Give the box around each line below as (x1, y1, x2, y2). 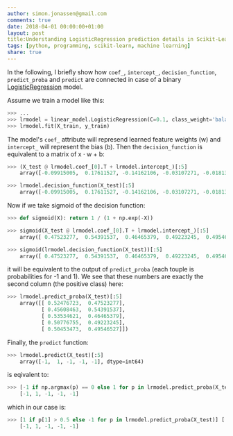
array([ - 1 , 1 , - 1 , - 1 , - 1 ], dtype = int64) (19, 358, 144, 365)
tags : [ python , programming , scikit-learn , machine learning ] (7, 42, 191, 49)
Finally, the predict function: (7, 338, 89, 346)
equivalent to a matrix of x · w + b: (7, 150, 105, 158)
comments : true (7, 17, 51, 24)
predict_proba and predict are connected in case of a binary (7, 75, 182, 83)
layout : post (7, 29, 45, 37)
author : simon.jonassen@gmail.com (7, 10, 107, 17)
